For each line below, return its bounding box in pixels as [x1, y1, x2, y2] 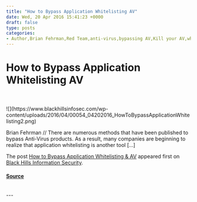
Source [6, 172, 25, 179]
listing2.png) [6, 118, 37, 125]
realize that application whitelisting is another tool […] [6, 141, 136, 148]
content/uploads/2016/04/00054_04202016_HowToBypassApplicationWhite [6, 111, 190, 118]
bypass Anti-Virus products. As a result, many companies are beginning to [6, 135, 186, 142]
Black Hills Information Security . [6, 159, 83, 166]
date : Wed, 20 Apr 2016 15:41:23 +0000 [6, 14, 104, 20]
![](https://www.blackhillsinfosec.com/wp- [6, 105, 108, 112]
